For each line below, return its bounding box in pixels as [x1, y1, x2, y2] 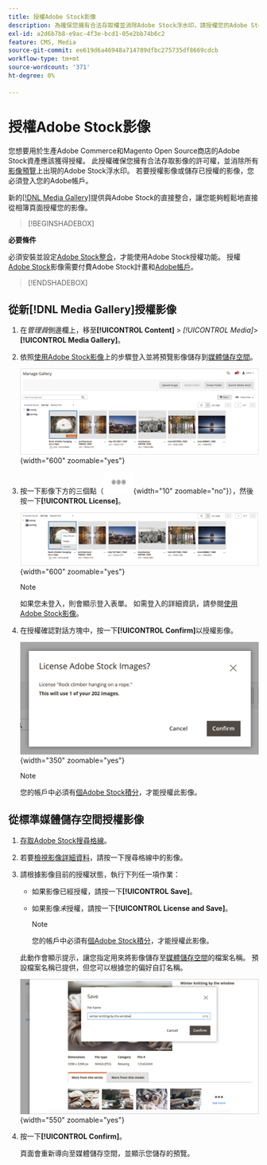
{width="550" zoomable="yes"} [19, 1116, 125, 1125]
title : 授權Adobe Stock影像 [8, 13, 97, 21]
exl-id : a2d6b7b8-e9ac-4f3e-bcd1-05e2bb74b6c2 [8, 29, 165, 37]
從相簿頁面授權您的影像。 [8, 202, 92, 212]
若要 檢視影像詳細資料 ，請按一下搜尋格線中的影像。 [19, 853, 188, 862]
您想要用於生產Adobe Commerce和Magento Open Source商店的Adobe [8, 146, 240, 155]
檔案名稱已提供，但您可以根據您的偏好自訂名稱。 [26, 963, 188, 972]
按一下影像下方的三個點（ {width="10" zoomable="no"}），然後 [19, 486, 254, 496]
